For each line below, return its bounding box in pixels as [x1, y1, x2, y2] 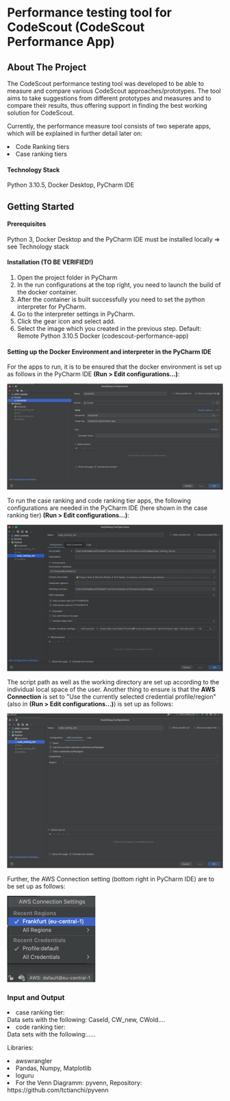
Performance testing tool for [7, 5, 172, 21]
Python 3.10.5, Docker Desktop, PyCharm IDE [7, 181, 135, 189]
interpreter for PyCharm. [16, 303, 87, 310]
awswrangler [16, 1057, 53, 1065]
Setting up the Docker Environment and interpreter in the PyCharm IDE [7, 347, 212, 356]
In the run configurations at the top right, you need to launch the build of [16, 281, 221, 289]
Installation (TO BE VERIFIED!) [7, 258, 94, 266]
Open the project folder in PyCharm [16, 273, 118, 281]
